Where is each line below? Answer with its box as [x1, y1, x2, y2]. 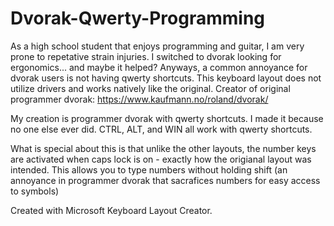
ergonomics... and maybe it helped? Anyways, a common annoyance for [10, 61, 308, 73]
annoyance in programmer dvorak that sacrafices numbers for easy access [10, 174, 321, 186]
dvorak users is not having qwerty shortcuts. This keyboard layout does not [10, 72, 322, 84]
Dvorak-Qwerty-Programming [10, 7, 266, 30]
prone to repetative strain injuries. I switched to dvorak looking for [10, 50, 282, 62]
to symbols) [10, 185, 60, 197]
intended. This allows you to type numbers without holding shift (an [10, 163, 288, 176]
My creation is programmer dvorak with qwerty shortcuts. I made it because [10, 112, 324, 124]
